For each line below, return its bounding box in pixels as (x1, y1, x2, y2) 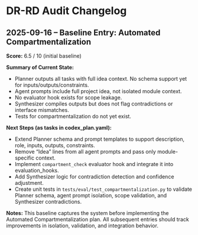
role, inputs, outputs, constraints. (14, 142, 96, 148)
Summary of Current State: (6, 64, 74, 71)
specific (14, 154, 34, 161)
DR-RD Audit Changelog (6, 4, 127, 18)
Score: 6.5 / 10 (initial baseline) (6, 52, 82, 59)
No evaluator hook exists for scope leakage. (14, 94, 122, 101)
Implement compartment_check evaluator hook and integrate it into (14, 161, 174, 167)
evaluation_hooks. (14, 167, 59, 174)
